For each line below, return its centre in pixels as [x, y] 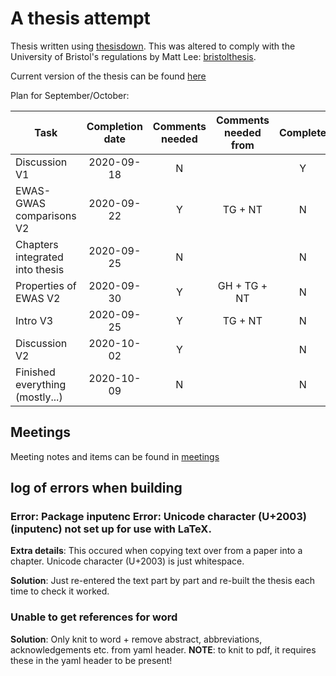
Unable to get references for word [94, 617]
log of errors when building [96, 488]
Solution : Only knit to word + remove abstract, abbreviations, [136, 639]
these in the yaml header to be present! [91, 660]
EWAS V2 [38, 298]
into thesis [40, 269]
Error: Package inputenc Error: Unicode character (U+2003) [159, 517]
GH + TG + [242, 285]
